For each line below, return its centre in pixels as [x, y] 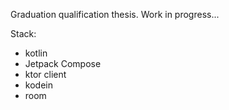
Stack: [23, 33]
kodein [38, 85]
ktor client [45, 74]
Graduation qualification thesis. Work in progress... [115, 14]
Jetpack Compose [63, 63]
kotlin [36, 53]
